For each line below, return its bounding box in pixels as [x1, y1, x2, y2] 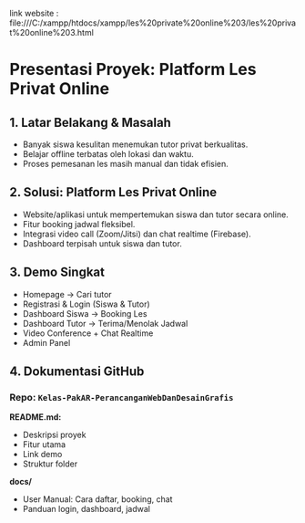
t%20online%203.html [9, 27, 94, 37]
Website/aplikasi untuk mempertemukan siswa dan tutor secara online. [22, 209, 289, 220]
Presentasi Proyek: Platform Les [9, 59, 257, 80]
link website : [9, 8, 59, 18]
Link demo [22, 449, 63, 460]
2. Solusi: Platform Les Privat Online [9, 184, 218, 200]
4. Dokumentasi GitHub [9, 364, 145, 380]
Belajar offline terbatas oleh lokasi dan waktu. [22, 149, 194, 159]
